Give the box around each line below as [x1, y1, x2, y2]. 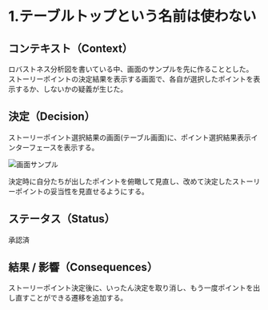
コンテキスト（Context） [8, 42, 134, 55]
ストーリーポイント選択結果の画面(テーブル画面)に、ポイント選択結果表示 [8, 133, 251, 142]
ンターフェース [8, 142, 58, 152]
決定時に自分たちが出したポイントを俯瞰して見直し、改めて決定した [8, 177, 233, 186]
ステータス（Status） [8, 213, 116, 226]
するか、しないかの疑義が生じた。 [14, 85, 128, 93]
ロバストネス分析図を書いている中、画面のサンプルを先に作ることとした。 [8, 65, 254, 74]
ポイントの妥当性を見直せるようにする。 [14, 186, 150, 196]
